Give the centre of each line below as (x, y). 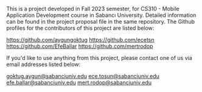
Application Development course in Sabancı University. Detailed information (101, 15)
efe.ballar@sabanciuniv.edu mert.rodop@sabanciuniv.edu (79, 82)
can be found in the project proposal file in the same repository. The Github (100, 21)
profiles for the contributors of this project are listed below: (80, 28)
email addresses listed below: (44, 64)
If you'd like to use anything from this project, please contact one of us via (99, 58)
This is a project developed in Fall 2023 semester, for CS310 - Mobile (93, 9)
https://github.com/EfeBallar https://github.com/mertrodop (80, 46)
